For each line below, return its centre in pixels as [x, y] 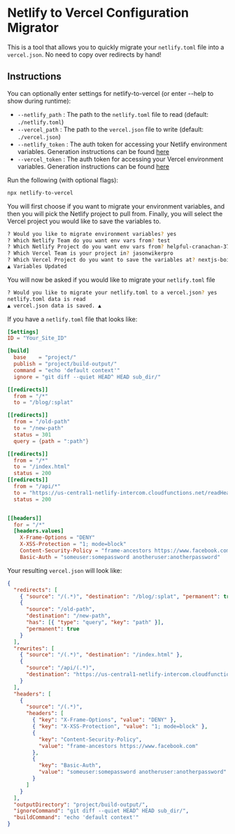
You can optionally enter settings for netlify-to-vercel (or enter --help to [111, 93]
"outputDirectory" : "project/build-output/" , [81, 805]
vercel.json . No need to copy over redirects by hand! [85, 55]
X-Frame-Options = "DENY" [58, 538]
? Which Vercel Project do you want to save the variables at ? [101, 260]
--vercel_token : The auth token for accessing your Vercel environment [120, 159]
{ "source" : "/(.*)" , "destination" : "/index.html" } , [101, 655]
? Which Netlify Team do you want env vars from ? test [89, 240]
